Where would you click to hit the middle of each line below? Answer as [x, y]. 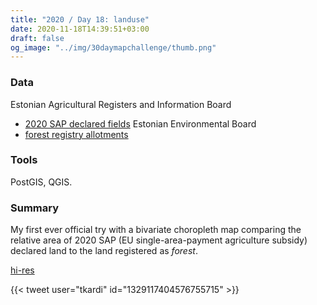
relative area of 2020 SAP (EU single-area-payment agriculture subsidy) [159, 240]
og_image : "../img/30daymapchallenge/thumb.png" [113, 47]
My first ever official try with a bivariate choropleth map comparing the [156, 230]
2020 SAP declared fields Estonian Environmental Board [140, 123]
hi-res [22, 270]
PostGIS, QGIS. [41, 182]
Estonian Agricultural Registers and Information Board [121, 104]
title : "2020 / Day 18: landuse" [80, 19]
